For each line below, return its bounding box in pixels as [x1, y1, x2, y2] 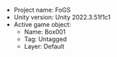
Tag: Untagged [24, 35, 67, 43]
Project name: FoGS [13, 6, 71, 14]
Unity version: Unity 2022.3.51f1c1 [13, 13, 111, 21]
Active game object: [13, 21, 71, 28]
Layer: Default [24, 43, 64, 50]
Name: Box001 [24, 27, 66, 36]
